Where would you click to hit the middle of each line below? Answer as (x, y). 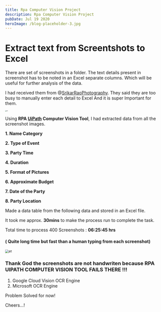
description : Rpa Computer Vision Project (50, 14)
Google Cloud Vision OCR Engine (46, 280)
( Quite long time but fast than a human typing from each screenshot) (78, 241)
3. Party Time (19, 153)
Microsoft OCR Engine (35, 286)
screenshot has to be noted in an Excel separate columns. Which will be (79, 78)
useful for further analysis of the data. (44, 83)
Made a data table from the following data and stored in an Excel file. (75, 211)
